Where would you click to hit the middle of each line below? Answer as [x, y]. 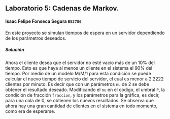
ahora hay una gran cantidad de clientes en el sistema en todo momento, [81, 106]
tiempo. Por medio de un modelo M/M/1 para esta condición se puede [78, 73]
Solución [15, 50]
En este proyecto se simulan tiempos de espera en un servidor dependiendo [85, 33]
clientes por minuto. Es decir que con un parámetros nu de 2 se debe [77, 84]
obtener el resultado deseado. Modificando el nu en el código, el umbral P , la [85, 90]
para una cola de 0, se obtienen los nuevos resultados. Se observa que [79, 100]
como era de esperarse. [30, 111]
